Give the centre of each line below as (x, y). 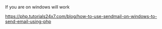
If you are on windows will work (37, 7)
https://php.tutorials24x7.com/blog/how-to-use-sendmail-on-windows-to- (81, 16)
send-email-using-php (28, 22)
